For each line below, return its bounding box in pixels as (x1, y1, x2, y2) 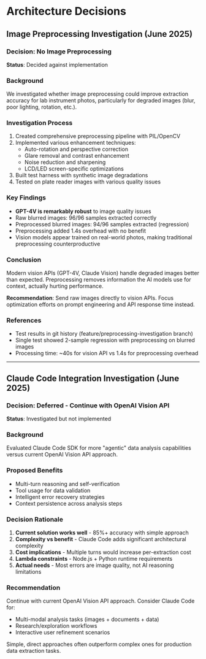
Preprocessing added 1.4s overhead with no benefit (15, 227, 146, 234)
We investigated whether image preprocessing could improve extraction (6, 90, 189, 98)
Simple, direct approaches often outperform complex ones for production (6, 641, 192, 648)
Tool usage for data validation (15, 487, 91, 494)
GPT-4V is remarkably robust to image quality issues (15, 207, 151, 215)
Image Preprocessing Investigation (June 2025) (6, 29, 193, 39)
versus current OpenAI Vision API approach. (6, 451, 118, 458)
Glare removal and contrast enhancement (24, 152, 130, 160)
